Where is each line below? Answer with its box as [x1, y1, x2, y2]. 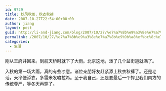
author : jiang [5, 21, 35, 26]
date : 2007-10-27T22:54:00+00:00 [5, 16, 74, 21]
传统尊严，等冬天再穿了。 [5, 81, 57, 87]
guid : [5, 30, 16, 35]
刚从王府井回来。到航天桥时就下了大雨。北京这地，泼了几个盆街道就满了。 [5, 58, 157, 64]
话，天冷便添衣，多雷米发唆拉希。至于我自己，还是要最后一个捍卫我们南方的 [5, 74, 161, 80]
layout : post [5, 26, 32, 30]
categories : [5, 39, 30, 44]
